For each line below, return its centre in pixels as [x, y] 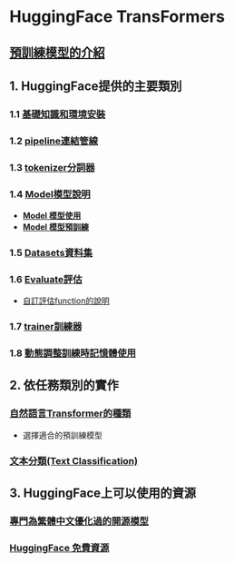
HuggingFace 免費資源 [59, 548]
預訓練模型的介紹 [57, 52]
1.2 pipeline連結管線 [54, 141]
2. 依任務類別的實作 [64, 385]
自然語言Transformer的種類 [70, 413]
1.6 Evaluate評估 [46, 279]
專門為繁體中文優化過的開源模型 [79, 521]
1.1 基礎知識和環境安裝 [58, 114]
